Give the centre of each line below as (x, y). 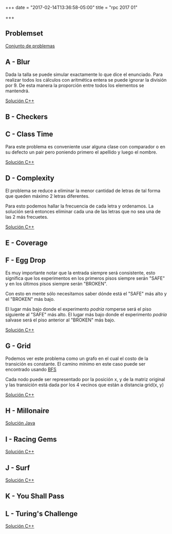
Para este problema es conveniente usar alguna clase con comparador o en (85, 146)
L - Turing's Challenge (42, 514)
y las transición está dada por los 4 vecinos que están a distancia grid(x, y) (85, 385)
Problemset (24, 34)
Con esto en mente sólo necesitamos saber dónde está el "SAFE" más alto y (86, 293)
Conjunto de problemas (30, 46)
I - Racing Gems (31, 439)
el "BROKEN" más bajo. (30, 299)
